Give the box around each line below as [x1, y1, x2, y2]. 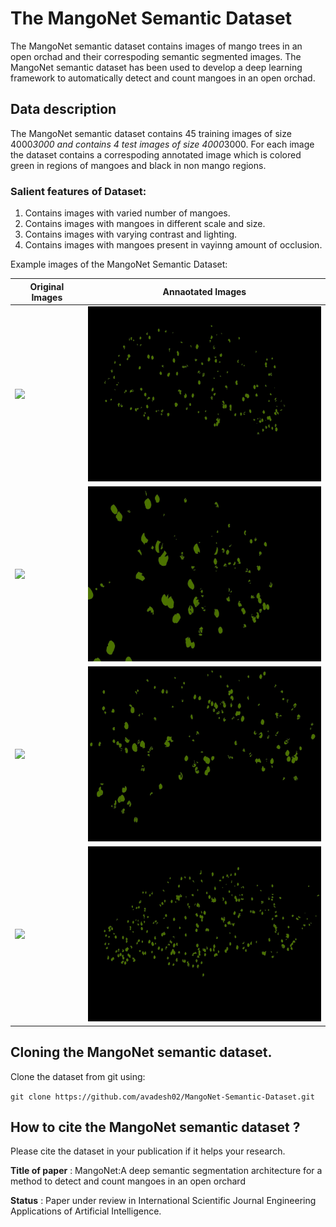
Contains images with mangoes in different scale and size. [24, 218, 266, 230]
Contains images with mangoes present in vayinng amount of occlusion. [24, 239, 323, 251]
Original [29, 280, 65, 292]
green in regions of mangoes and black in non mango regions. [10, 159, 267, 171]
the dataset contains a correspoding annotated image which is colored [10, 148, 302, 161]
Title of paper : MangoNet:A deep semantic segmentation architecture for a [10, 1165, 323, 1177]
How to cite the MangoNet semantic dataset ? [10, 1119, 301, 1136]
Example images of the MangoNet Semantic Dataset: [10, 258, 228, 271]
